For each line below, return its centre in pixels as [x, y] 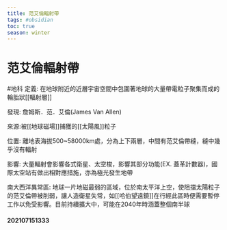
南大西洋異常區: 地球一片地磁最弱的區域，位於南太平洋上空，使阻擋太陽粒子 [113, 187]
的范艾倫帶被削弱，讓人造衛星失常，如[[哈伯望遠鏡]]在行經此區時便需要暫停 [113, 196]
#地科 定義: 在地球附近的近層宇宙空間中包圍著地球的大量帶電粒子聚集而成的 [113, 89]
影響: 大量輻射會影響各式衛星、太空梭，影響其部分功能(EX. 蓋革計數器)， [109, 164]
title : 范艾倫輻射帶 [33, 13]
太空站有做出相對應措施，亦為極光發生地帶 [73, 172]
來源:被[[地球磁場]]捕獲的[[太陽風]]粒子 [62, 127]
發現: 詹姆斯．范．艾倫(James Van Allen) [64, 112]
